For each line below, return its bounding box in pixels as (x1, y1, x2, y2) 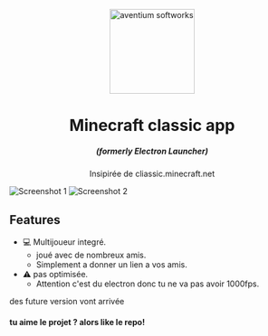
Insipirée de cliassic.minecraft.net (89, 168, 215, 180)
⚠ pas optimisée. (22, 268, 89, 279)
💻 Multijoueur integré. (22, 236, 107, 247)
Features (9, 212, 61, 228)
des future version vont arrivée (9, 295, 125, 306)
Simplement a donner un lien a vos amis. (35, 258, 187, 270)
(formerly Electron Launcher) (95, 145, 209, 156)
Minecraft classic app (69, 116, 235, 135)
